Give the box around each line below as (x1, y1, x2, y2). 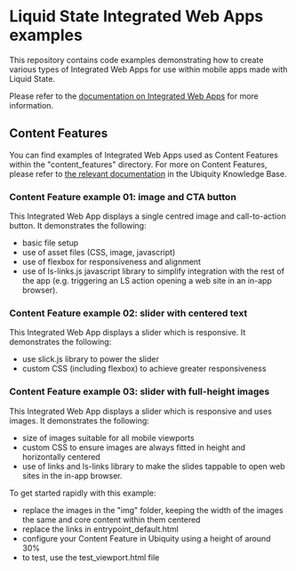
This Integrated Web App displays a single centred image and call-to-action (9, 211, 286, 221)
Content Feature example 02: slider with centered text (9, 307, 248, 319)
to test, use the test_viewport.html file (21, 551, 160, 562)
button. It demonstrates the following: (9, 221, 147, 231)
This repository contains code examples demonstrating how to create (9, 54, 264, 65)
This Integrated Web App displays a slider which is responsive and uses (9, 406, 273, 416)
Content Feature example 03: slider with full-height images (9, 385, 270, 398)
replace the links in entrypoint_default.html (21, 523, 180, 535)
